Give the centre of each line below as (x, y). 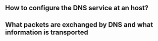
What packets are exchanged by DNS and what (79, 25)
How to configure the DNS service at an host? (77, 8)
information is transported (47, 32)
